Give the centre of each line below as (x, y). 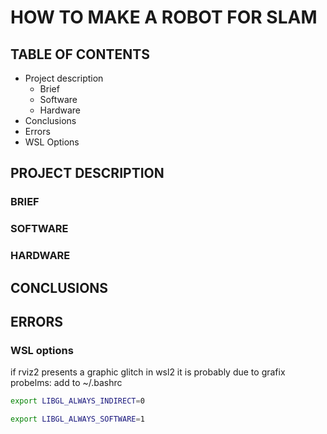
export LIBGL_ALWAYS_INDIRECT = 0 (77, 401)
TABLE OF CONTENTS (80, 54)
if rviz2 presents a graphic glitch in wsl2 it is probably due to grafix (148, 372)
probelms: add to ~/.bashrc (66, 383)
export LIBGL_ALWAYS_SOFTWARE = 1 (77, 419)
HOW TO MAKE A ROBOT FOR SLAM (164, 17)
